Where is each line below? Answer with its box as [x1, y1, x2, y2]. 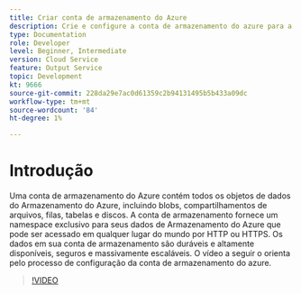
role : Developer [9, 38, 70, 48]
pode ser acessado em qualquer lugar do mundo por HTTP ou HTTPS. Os [9, 229, 284, 240]
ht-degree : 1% [9, 114, 63, 123]
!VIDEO [31, 275, 59, 286]
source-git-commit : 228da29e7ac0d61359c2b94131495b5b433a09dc [9, 88, 248, 97]
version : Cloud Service [9, 55, 99, 64]
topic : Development [9, 72, 83, 81]
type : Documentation [9, 30, 87, 39]
